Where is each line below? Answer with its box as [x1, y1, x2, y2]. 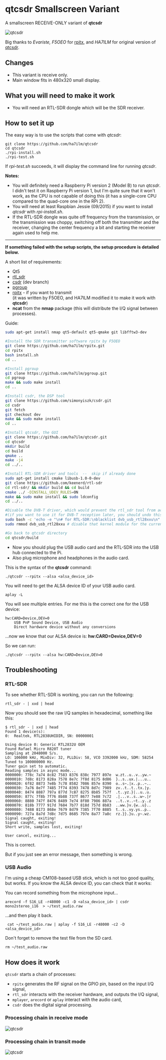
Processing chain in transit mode [5, 1038, 86, 1045]
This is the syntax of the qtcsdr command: [5, 564, 92, 570]
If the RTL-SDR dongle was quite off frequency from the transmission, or [12, 214, 160, 220]
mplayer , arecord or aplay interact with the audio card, [12, 997, 122, 1003]
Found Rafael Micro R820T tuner [5, 746, 72, 751]
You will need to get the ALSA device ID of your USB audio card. [5, 583, 136, 588]
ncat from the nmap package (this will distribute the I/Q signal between [12, 306, 158, 312]
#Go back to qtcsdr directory [5, 530, 68, 535]
